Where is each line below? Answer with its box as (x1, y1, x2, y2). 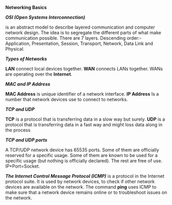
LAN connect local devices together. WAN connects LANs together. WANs (5, 66, 163, 72)
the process (5, 127, 31, 133)
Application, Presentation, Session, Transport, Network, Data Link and (5, 40, 153, 47)
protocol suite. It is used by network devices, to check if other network (5, 178, 155, 185)
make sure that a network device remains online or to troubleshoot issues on (5, 189, 167, 195)
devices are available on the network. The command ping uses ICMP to (5, 184, 157, 190)
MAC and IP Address (5, 81, 50, 87)
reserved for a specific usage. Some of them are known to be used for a (5, 152, 158, 158)
